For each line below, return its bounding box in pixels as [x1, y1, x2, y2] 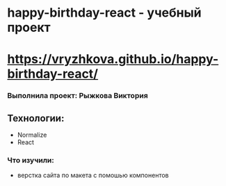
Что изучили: [7, 155, 54, 165]
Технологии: [7, 112, 65, 124]
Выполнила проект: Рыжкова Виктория [7, 91, 148, 101]
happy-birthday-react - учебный [7, 5, 202, 21]
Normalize [17, 130, 47, 139]
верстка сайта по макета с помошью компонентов [17, 171, 169, 180]
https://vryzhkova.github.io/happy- [7, 51, 219, 67]
